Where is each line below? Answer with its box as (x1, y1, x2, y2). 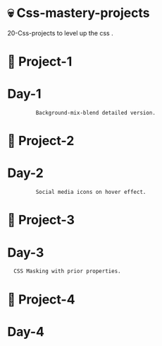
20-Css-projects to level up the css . (7, 28, 114, 37)
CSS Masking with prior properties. (13, 267, 121, 275)
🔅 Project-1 (7, 54, 73, 70)
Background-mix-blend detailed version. (35, 110, 156, 117)
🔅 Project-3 (7, 212, 75, 228)
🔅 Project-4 (7, 292, 75, 307)
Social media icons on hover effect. (35, 189, 147, 196)
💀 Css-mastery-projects (7, 5, 150, 21)
